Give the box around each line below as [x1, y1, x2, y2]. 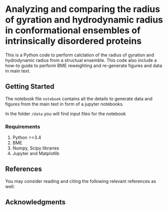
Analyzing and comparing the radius [5, 3, 160, 15]
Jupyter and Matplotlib [12, 150, 60, 156]
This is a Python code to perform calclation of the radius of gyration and [5, 51, 154, 58]
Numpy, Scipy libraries [12, 145, 59, 151]
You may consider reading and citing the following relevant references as [5, 178, 156, 184]
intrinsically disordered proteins [5, 35, 142, 47]
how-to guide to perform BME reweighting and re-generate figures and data [5, 62, 162, 68]
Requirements [5, 123, 41, 130]
